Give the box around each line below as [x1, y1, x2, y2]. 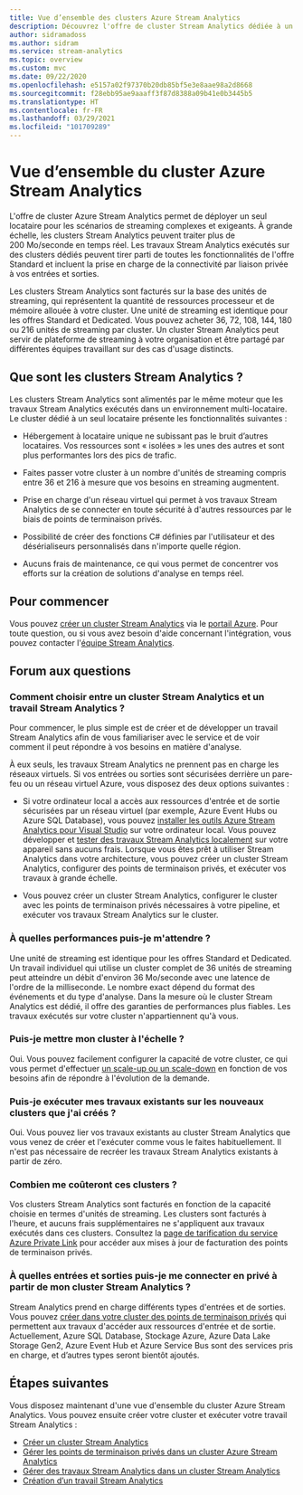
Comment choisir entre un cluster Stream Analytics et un [9, 690, 265, 703]
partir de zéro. [9, 1156, 63, 1167]
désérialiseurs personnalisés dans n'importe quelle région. [22, 540, 241, 552]
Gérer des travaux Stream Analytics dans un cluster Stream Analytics [22, 1465, 280, 1476]
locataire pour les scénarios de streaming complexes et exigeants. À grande [9, 220, 293, 231]
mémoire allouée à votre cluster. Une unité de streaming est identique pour [9, 305, 289, 316]
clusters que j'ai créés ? [9, 1106, 117, 1119]
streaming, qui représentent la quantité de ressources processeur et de [9, 295, 275, 306]
